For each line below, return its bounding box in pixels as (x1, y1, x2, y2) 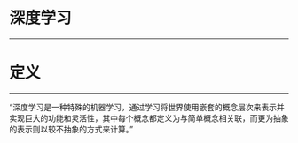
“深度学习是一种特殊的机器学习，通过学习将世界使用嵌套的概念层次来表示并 (9, 102, 286, 112)
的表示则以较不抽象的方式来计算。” (9, 124, 134, 134)
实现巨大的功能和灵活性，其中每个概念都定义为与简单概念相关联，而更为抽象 (9, 112, 289, 124)
